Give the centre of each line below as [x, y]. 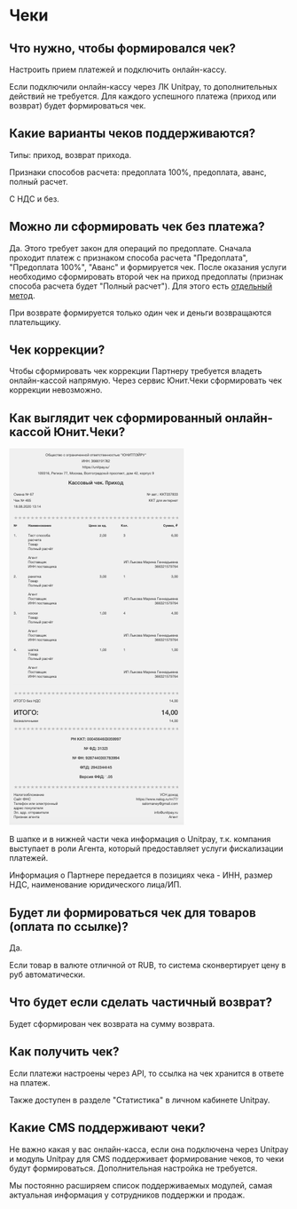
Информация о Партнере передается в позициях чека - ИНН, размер [141, 875]
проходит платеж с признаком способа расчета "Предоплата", [129, 258]
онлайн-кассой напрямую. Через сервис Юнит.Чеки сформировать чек [145, 381]
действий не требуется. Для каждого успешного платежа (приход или [143, 96]
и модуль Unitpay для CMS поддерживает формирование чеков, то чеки [147, 1158]
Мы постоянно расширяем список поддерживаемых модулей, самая [141, 1185]
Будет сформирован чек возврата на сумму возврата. [112, 1023]
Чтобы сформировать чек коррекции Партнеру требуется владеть [136, 371]
